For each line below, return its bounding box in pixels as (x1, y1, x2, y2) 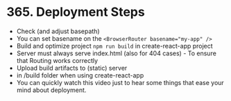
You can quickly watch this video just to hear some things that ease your (16, 78, 225, 86)
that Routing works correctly (16, 56, 99, 64)
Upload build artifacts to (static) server (16, 64, 128, 72)
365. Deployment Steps (6, 4, 145, 20)
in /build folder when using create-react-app (16, 71, 144, 80)
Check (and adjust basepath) (16, 27, 100, 35)
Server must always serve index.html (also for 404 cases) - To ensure (16, 49, 216, 57)
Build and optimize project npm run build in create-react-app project (16, 42, 213, 50)
